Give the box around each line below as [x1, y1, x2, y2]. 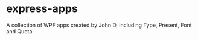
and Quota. [6, 27, 34, 35]
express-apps [6, 2, 78, 16]
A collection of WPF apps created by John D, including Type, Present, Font [6, 21, 192, 29]
